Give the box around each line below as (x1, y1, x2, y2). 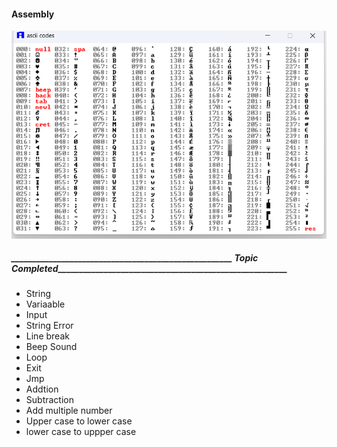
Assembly (11, 8, 55, 20)
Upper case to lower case (25, 415, 133, 427)
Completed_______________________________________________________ (11, 263, 288, 275)
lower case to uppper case (25, 426, 137, 438)
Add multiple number (25, 405, 113, 417)
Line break (25, 330, 70, 342)
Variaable (25, 298, 66, 310)
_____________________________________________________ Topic (11, 252, 259, 264)
